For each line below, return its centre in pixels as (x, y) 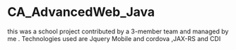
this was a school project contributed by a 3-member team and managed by (118, 31)
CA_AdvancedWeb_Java (81, 12)
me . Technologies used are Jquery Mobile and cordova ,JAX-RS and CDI (114, 38)
